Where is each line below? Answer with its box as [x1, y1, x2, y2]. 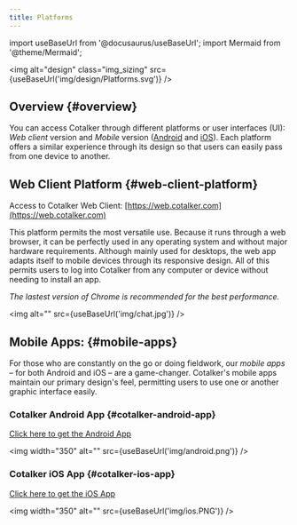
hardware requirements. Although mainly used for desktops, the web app [9, 246, 277, 257]
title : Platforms [9, 12, 74, 22]
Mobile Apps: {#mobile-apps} [9, 334, 178, 349]
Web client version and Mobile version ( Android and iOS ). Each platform [9, 132, 272, 143]
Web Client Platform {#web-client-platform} [9, 177, 259, 192]
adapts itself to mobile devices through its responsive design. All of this [9, 255, 270, 266]
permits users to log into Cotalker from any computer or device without [9, 265, 269, 275]
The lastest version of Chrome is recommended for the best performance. [9, 291, 280, 302]
